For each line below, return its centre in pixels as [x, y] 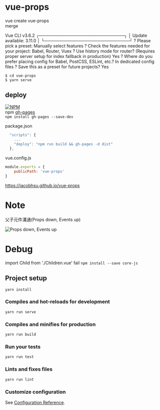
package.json [19, 126]
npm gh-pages [20, 112]
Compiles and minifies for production [50, 324]
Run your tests [23, 347]
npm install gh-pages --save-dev [39, 117]
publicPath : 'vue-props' [39, 172]
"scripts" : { [23, 135]
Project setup [26, 278]
